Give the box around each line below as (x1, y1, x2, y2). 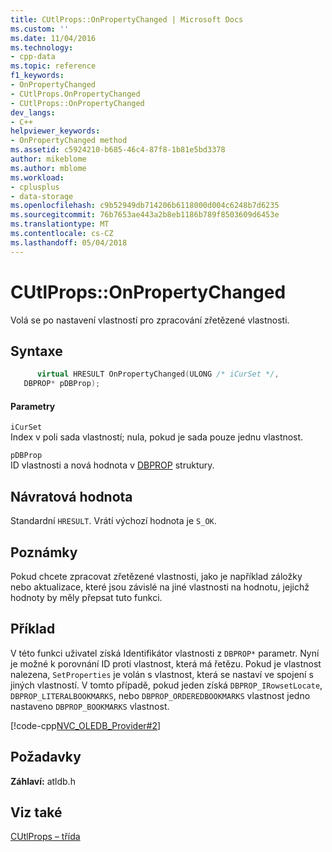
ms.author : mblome (10, 163, 87, 173)
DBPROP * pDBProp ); (23, 379, 101, 389)
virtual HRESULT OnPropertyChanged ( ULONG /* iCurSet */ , (36, 369, 280, 380)
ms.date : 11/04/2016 (10, 33, 97, 43)
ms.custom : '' (10, 24, 70, 34)
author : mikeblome (10, 154, 87, 164)
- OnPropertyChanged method (10, 136, 128, 146)
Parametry (10, 400, 56, 412)
